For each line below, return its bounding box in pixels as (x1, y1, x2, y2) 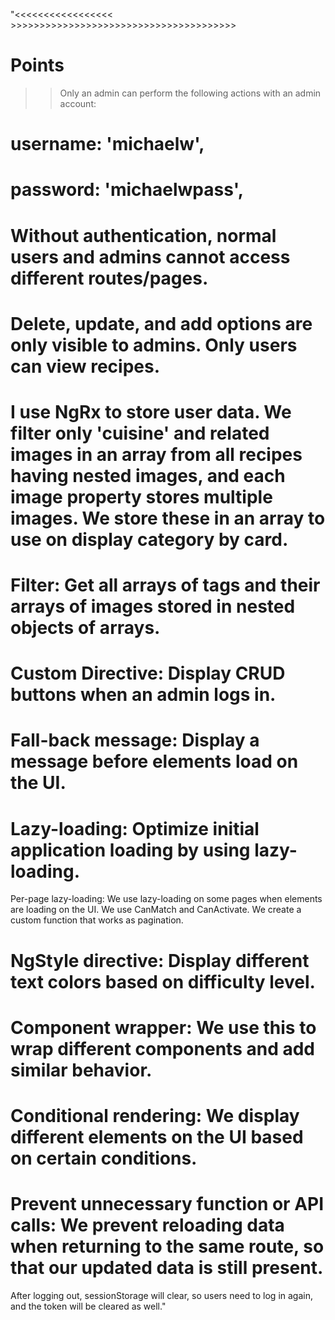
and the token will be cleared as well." (10, 1300, 167, 1312)
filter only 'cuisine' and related (10, 422, 270, 444)
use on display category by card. (10, 528, 289, 551)
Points (10, 54, 65, 77)
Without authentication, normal (10, 224, 277, 247)
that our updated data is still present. (10, 1257, 324, 1279)
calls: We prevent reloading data (10, 1214, 285, 1237)
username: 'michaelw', (10, 133, 205, 156)
